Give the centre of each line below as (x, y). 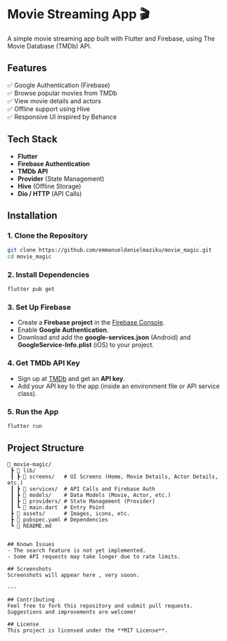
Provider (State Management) (61, 179)
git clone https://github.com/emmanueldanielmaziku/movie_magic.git (110, 250)
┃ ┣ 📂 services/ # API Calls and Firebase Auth (83, 489)
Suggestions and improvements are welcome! (72, 612)
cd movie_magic (30, 257)
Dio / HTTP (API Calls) (50, 193)
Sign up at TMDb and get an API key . (71, 378)
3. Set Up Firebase (39, 307)
